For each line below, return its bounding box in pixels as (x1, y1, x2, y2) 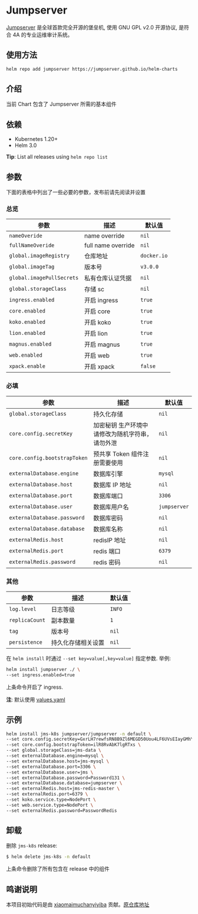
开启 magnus (84, 340, 120, 348)
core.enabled (9, 308, 46, 314)
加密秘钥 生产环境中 (93, 421, 148, 429)
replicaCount (9, 617, 46, 623)
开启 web (84, 351, 110, 360)
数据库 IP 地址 (93, 481, 131, 489)
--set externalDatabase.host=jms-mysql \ (6, 758, 110, 764)
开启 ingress (84, 296, 118, 304)
